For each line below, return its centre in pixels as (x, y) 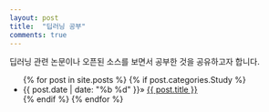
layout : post (34, 18)
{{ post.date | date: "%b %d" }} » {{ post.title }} (110, 90)
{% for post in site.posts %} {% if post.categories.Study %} (134, 80)
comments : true (38, 35)
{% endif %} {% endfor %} (73, 99)
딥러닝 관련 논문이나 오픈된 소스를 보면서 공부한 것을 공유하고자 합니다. (134, 62)
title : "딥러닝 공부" (48, 26)
